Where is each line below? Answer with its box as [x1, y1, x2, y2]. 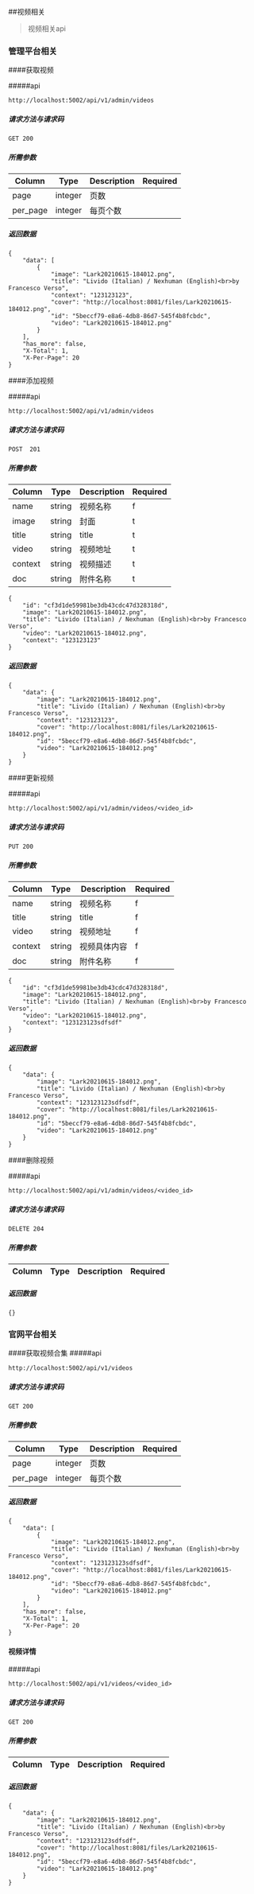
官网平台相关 [8, 1328, 58, 1340]
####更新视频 [8, 773, 54, 783]
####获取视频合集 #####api [8, 1348, 102, 1358]
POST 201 [8, 445, 41, 453]
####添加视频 [8, 376, 54, 386]
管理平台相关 [8, 45, 58, 56]
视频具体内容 [79, 941, 128, 952]
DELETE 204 [8, 1224, 44, 1233]
